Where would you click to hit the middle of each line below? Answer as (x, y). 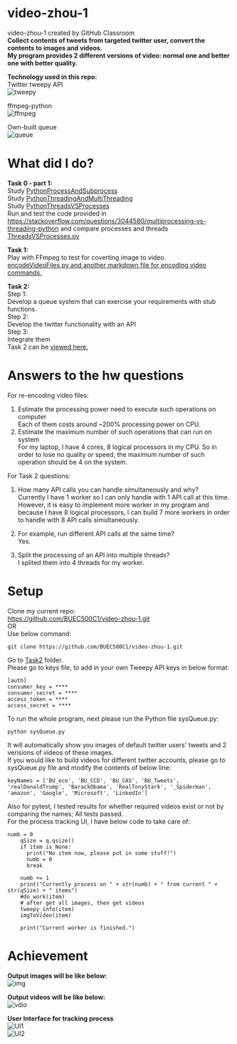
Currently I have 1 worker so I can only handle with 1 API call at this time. (123, 497)
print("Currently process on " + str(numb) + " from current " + (119, 884)
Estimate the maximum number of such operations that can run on (115, 431)
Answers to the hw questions (96, 376)
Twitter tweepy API (35, 84)
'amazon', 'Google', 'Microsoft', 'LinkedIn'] (78, 793)
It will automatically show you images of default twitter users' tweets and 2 (117, 744)
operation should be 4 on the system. (73, 462)
